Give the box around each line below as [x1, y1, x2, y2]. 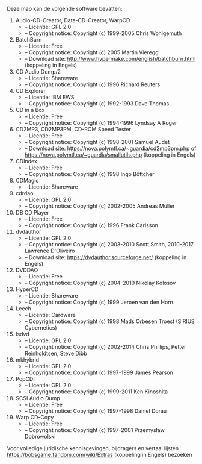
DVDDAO [15, 266, 38, 274]
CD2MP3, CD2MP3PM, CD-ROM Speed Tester [15, 126, 132, 133]
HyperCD [15, 286, 39, 293]
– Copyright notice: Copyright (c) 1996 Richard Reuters [24, 81, 161, 88]
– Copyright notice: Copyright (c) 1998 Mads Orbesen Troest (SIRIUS [24, 318, 195, 325]
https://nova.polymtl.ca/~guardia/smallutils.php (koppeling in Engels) [24, 151, 196, 158]
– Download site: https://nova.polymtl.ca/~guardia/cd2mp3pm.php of [24, 145, 197, 152]
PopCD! [15, 375, 35, 382]
